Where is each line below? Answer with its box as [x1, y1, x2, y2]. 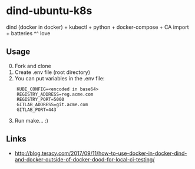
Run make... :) [14, 117, 49, 124]
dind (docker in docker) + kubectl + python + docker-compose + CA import [6, 23, 190, 31]
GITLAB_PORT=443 [16, 107, 57, 113]
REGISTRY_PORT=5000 [16, 96, 65, 102]
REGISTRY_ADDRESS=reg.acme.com [16, 91, 94, 97]
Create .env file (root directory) [14, 69, 90, 76]
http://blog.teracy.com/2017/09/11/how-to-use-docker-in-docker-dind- [14, 150, 187, 157]
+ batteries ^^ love [6, 29, 51, 36]
